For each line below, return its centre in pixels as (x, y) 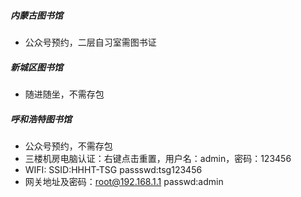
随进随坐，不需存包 (64, 94)
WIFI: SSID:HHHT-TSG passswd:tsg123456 (113, 169)
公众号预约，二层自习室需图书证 (90, 42)
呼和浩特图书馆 (41, 119)
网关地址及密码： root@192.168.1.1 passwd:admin (124, 181)
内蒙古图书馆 (36, 15)
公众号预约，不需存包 (68, 146)
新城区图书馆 (36, 67)
